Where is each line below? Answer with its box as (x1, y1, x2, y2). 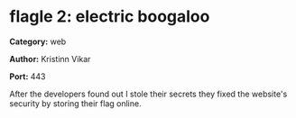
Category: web (9, 36, 67, 47)
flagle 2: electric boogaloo (9, 6, 210, 27)
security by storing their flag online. (9, 97, 142, 109)
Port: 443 (9, 70, 47, 82)
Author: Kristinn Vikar (9, 53, 91, 64)
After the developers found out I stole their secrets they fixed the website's (9, 88, 288, 99)
